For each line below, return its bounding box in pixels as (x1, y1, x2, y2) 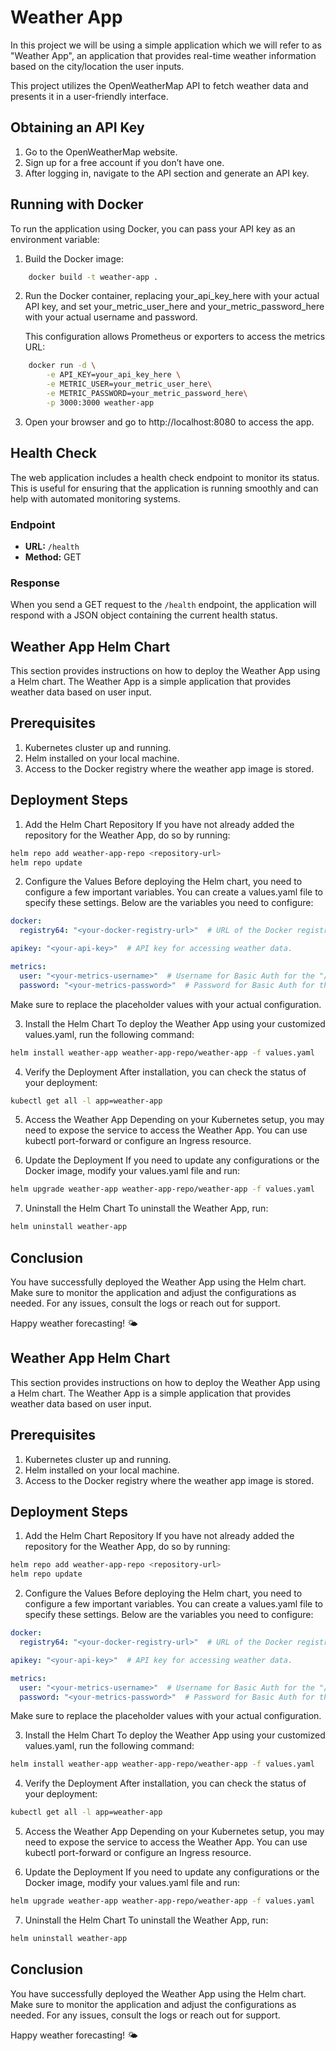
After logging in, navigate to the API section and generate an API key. (24, 167, 310, 179)
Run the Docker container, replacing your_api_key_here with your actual (24, 290, 320, 302)
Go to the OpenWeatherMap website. (24, 146, 178, 158)
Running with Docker (10, 196, 144, 213)
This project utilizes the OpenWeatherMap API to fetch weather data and (10, 79, 309, 91)
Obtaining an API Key (10, 119, 145, 136)
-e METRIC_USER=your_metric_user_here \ (46, 379, 213, 390)
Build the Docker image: (24, 252, 125, 265)
